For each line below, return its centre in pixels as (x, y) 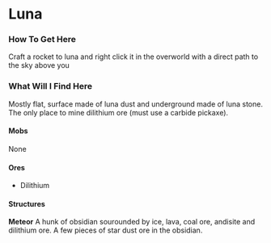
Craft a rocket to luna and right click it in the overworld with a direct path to (133, 57)
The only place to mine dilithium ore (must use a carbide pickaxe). (119, 112)
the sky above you (39, 65)
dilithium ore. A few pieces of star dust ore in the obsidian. (106, 230)
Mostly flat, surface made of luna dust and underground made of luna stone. (135, 104)
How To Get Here (42, 40)
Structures (27, 203)
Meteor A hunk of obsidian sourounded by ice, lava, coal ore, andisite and (132, 222)
